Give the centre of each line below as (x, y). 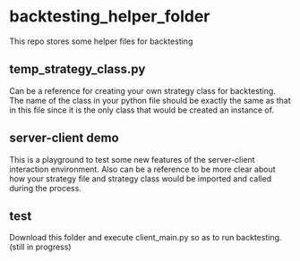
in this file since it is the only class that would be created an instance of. (142, 110)
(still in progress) (40, 247)
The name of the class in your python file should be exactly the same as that (150, 100)
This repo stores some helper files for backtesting (101, 41)
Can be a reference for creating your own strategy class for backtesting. (142, 90)
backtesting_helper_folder (110, 17)
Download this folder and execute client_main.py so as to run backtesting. (146, 238)
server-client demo (64, 138)
